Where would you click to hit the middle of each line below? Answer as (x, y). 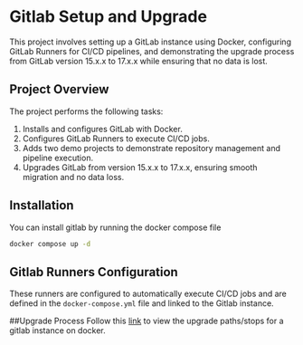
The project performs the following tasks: (86, 111)
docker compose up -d (50, 244)
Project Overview (59, 89)
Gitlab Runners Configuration (94, 272)
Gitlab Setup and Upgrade (109, 17)
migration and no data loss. (73, 177)
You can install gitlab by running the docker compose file (115, 227)
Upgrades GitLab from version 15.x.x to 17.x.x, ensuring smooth (140, 167)
